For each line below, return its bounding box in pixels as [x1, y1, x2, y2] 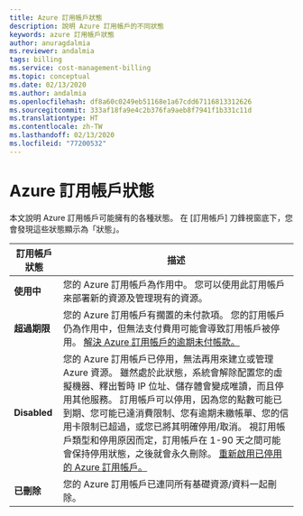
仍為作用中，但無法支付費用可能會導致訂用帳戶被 [62, 322, 271, 335]
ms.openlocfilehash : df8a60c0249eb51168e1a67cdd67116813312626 [9, 97, 252, 106]
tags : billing [9, 55, 63, 64]
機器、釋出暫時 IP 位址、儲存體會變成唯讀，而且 [71, 380, 275, 392]
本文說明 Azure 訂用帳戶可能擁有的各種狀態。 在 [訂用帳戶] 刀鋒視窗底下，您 [9, 212, 293, 223]
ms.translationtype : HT [9, 114, 99, 123]
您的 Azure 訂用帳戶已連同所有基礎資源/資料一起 [62, 477, 269, 490]
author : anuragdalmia [9, 38, 91, 48]
